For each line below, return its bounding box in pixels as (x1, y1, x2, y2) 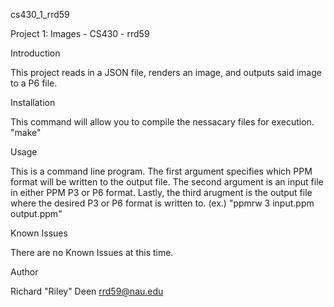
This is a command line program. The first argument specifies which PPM (10, 165, 313, 177)
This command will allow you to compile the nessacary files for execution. (10, 116, 315, 128)
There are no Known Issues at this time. (10, 247, 174, 258)
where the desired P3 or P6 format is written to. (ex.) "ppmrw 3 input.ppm (10, 197, 315, 209)
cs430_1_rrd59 (10, 9, 70, 20)
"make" (10, 127, 42, 138)
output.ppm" (10, 208, 63, 219)
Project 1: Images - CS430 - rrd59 (10, 28, 150, 39)
